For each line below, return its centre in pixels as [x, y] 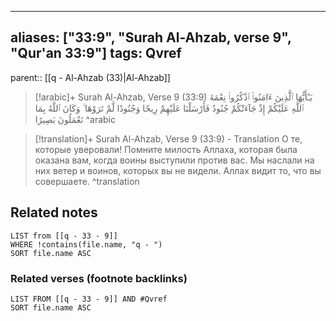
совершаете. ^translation [87, 181]
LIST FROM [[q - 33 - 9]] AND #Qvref [89, 299]
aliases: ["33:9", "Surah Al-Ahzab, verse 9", [151, 37]
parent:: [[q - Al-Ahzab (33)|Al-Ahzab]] [90, 77]
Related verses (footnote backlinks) [99, 278]
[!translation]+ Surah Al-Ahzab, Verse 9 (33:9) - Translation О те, [168, 138]
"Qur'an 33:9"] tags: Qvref [96, 53]
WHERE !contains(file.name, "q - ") [86, 244]
